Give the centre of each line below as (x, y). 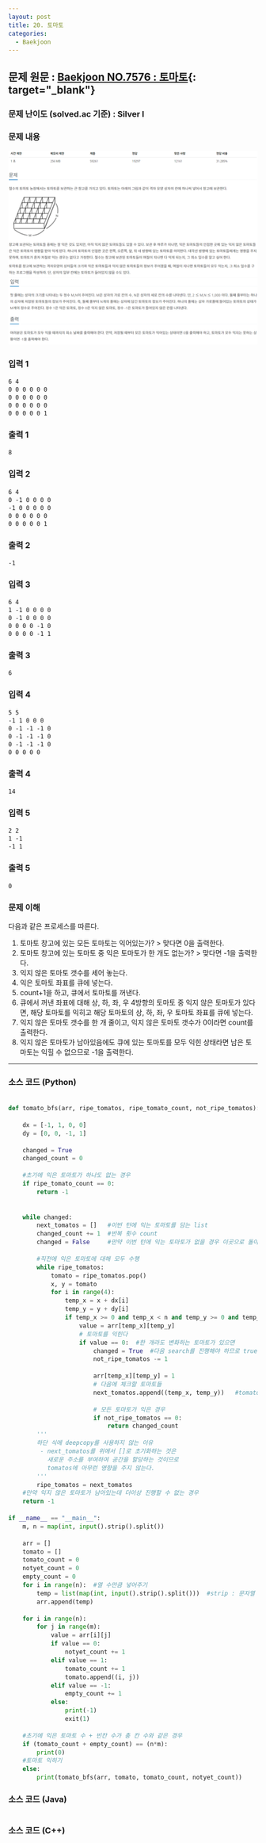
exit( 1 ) (77, 1719)
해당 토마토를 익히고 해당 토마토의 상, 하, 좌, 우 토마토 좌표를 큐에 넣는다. (142, 1012)
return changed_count (143, 1426)
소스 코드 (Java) (38, 1799)
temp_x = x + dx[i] (97, 1301)
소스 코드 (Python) (42, 1082)
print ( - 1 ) (81, 1711)
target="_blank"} (52, 90)
